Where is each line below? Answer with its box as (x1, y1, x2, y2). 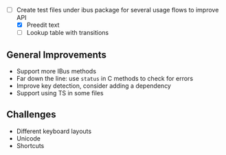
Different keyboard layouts (16, 127, 92, 135)
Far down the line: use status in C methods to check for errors (16, 75, 194, 82)
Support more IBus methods (16, 67, 97, 75)
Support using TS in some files (16, 89, 104, 97)
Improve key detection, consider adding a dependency (16, 82, 171, 90)
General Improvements (6, 49, 107, 60)
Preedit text (26, 21, 60, 29)
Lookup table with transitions (26, 29, 109, 37)
